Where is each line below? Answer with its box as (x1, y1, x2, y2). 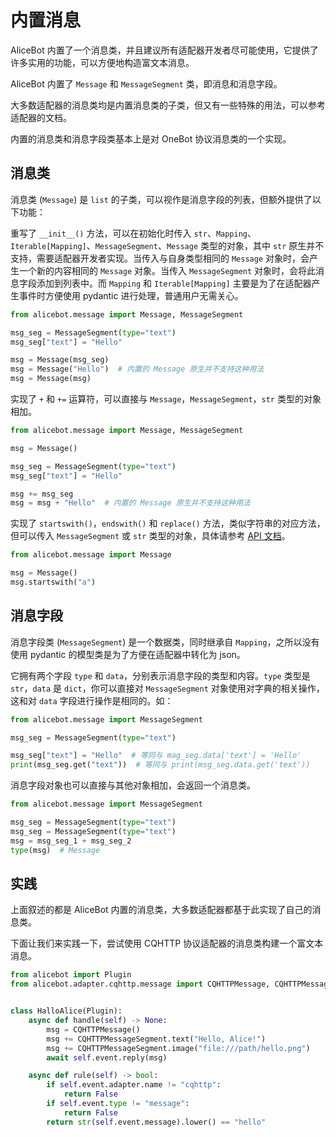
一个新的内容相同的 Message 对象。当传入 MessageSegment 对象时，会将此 (18, 264, 317, 276)
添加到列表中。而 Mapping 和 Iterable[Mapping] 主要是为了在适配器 (36, 277, 312, 289)
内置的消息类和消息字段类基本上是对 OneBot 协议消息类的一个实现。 (10, 132, 292, 145)
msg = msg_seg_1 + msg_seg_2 (10, 836, 132, 846)
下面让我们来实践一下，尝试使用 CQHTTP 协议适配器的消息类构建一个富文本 (10, 937, 324, 950)
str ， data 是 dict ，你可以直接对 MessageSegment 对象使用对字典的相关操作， (10, 682, 325, 694)
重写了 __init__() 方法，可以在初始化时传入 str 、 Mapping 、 (10, 227, 257, 239)
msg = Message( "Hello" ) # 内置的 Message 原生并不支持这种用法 (10, 364, 265, 375)
